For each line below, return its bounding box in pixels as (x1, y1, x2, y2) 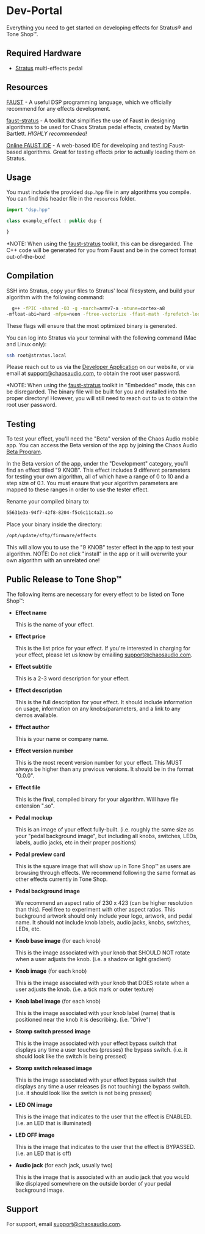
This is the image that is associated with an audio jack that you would (15, 1173, 190, 1181)
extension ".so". (15, 802, 55, 809)
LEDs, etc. (15, 925, 41, 932)
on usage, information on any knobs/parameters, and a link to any (15, 705, 181, 712)
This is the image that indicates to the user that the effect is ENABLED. (15, 1113, 192, 1120)
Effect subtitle (15, 663, 52, 670)
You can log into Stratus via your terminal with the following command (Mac (6, 334, 197, 341)
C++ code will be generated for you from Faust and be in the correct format (6, 247, 196, 254)
